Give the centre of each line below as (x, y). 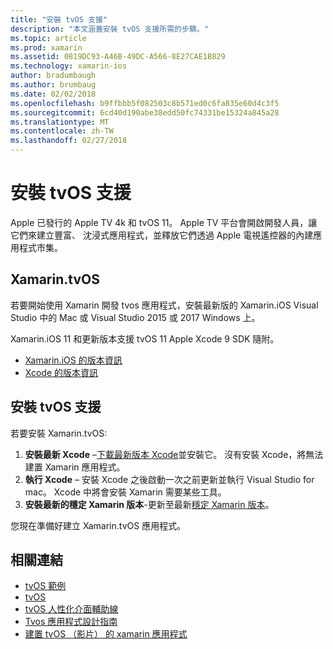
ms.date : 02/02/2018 (53, 94)
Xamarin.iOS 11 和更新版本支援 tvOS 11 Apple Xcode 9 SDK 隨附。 (145, 338)
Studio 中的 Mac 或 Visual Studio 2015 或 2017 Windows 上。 (135, 317)
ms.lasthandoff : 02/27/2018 (69, 141)
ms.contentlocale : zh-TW (62, 131)
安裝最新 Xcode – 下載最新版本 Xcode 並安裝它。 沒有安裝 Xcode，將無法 (174, 454)
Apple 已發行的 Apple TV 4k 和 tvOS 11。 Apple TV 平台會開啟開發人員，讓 (164, 222)
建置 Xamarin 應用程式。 (75, 467)
